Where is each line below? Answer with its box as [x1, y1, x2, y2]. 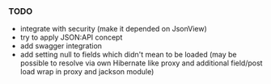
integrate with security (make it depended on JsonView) [19, 24, 208, 34]
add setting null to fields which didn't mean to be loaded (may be [19, 50, 237, 60]
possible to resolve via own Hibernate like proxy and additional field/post [19, 58, 263, 68]
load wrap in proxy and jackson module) [19, 67, 155, 77]
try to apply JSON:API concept [19, 32, 123, 42]
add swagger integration [19, 41, 103, 51]
